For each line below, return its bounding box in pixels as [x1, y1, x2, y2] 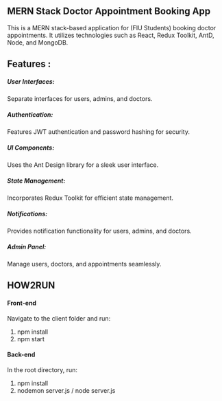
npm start [16, 334, 45, 343]
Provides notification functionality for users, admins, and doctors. [7, 227, 192, 236]
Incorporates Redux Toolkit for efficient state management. [7, 194, 173, 202]
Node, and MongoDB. [7, 38, 69, 47]
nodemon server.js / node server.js [16, 386, 116, 394]
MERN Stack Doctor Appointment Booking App [7, 5, 211, 17]
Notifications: [7, 209, 48, 218]
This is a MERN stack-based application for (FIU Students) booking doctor [7, 23, 217, 32]
